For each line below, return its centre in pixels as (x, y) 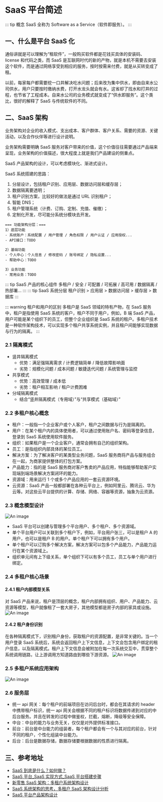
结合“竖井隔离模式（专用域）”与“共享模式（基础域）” (70, 399)
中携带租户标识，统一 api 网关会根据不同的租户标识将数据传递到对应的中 (84, 710)
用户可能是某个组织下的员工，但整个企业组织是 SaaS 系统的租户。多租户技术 (81, 319)
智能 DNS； (24, 202)
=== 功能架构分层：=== (25, 225)
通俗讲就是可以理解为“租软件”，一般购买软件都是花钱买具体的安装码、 (75, 54)
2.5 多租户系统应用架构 (32, 668)
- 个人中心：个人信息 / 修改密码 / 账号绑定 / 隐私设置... (58, 255)
